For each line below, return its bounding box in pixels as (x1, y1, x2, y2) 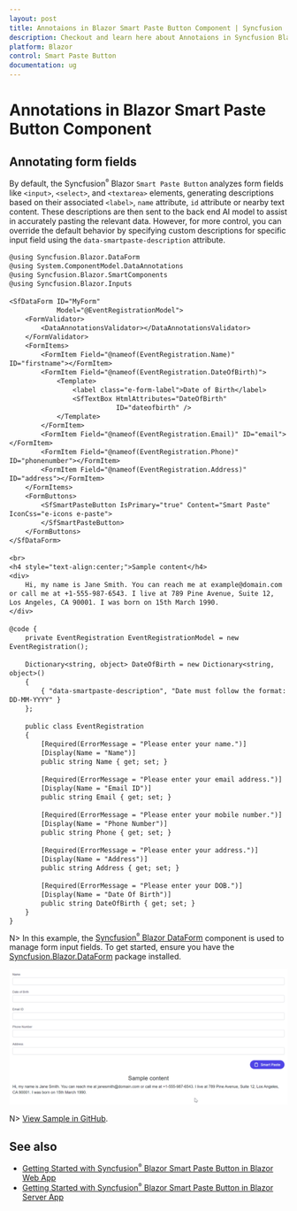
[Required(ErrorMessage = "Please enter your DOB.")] (41, 881, 243, 890)
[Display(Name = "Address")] (41, 854, 148, 863)
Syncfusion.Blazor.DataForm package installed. (9, 952, 182, 962)
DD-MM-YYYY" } (9, 695, 62, 704)
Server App (21, 1192, 65, 1202)
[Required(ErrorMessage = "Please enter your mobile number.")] (41, 810, 283, 819)
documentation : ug (9, 61, 77, 70)
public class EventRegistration (25, 721, 144, 730)
